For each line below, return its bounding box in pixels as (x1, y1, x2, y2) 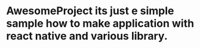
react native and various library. (6, 30, 168, 43)
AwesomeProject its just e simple (6, 4, 174, 18)
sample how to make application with (6, 17, 195, 30)
